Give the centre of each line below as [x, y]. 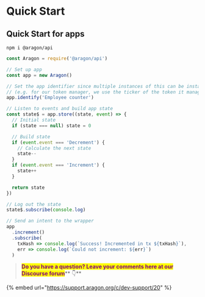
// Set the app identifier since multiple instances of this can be [95, 86]
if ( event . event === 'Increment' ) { [58, 165]
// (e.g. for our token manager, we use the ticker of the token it [95, 92]
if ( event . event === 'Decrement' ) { [58, 142]
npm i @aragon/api [30, 48]
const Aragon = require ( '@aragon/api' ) [57, 59]
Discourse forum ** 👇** [51, 274]
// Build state [31, 137]
